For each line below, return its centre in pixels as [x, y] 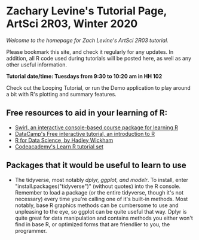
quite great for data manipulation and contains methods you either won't [104, 218]
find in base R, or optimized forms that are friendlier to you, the [92, 224]
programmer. [31, 230]
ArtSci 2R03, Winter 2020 [72, 24]
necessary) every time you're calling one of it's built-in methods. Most [101, 199]
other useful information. [37, 65]
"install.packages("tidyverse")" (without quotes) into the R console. [98, 186]
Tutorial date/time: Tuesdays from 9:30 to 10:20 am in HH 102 [84, 76]
